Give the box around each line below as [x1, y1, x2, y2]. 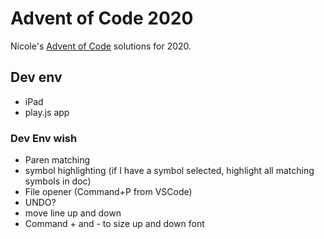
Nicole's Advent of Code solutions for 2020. [10, 40, 192, 52]
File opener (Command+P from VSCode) [24, 186, 193, 198]
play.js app [24, 106, 70, 118]
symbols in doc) [24, 175, 92, 187]
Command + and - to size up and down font [24, 218, 205, 230]
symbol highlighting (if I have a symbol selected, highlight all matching [24, 165, 315, 177]
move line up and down [24, 207, 122, 219]
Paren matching [24, 154, 91, 166]
